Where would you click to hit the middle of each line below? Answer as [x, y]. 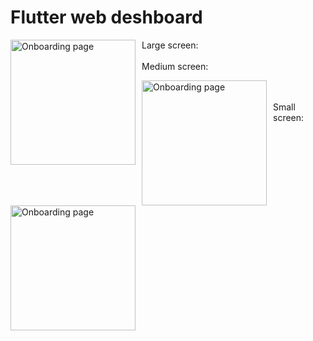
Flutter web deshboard [106, 17]
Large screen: [170, 45]
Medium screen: [175, 66]
